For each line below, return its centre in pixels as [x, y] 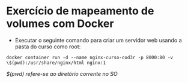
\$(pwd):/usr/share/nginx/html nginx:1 [56, 63]
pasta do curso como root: [48, 47]
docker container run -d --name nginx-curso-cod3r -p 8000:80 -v [89, 57]
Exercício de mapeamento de [80, 11]
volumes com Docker [60, 24]
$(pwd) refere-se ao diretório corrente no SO [62, 73]
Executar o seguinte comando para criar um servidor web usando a [98, 40]
